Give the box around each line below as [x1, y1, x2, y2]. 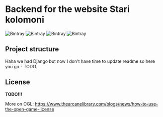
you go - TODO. [5, 63, 38, 69]
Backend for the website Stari [5, 3, 130, 15]
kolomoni [5, 14, 45, 25]
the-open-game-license [5, 106, 55, 112]
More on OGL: [5, 101, 34, 107]
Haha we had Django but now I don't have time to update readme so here [5, 58, 155, 64]
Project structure [5, 45, 59, 53]
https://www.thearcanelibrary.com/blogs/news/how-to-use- [34, 101, 158, 107]
